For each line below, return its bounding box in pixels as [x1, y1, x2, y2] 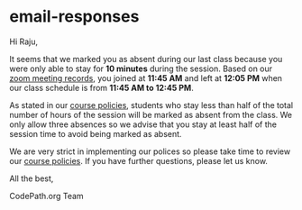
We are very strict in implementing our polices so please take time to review [9, 146, 291, 157]
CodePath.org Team [9, 190, 84, 201]
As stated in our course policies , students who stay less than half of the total [9, 99, 294, 110]
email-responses [9, 6, 140, 27]
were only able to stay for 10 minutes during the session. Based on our [9, 63, 273, 74]
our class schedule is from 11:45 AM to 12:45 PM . [9, 82, 194, 93]
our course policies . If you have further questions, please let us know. [9, 155, 269, 166]
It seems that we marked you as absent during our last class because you [9, 53, 283, 64]
